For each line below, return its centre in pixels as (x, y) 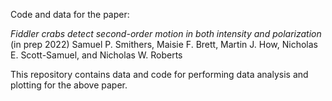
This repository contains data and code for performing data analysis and (159, 74)
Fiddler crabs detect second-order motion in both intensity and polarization (166, 33)
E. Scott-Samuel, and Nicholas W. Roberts (96, 55)
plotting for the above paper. (69, 85)
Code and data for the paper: (70, 14)
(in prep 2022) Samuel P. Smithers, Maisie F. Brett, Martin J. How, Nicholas (164, 44)
